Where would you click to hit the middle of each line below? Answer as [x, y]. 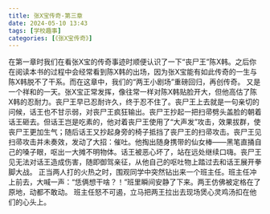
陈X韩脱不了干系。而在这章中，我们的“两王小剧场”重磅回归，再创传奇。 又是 [135, 82]
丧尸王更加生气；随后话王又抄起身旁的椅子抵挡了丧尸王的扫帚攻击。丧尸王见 [135, 132]
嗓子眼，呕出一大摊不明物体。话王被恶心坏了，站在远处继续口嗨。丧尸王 [142, 152]
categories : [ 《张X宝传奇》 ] [50, 38]
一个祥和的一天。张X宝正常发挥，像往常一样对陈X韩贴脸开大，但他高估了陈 [133, 92]
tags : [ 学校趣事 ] [35, 30]
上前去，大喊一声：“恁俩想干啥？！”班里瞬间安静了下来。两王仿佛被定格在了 [135, 182]
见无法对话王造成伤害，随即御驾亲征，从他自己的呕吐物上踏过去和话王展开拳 [135, 162]
